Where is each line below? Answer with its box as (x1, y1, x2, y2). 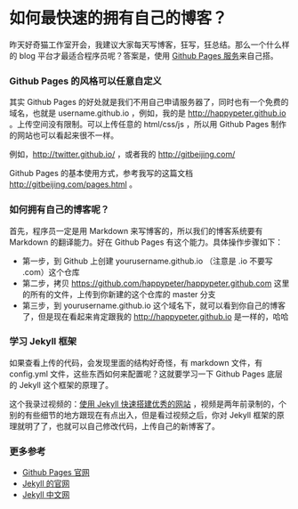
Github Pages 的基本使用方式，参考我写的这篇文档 (9, 168, 194, 179)
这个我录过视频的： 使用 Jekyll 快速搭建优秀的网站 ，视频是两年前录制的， (9, 398, 279, 409)
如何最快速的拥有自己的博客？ (9, 8, 229, 28)
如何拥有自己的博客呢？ (9, 204, 109, 216)
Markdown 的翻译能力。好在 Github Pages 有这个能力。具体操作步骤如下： (9, 237, 284, 247)
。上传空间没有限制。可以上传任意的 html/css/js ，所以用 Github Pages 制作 (9, 119, 287, 130)
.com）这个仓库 (21, 266, 80, 277)
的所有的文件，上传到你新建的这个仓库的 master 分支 (21, 288, 216, 299)
